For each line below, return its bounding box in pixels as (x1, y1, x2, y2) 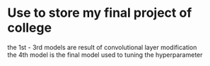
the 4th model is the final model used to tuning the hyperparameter (7, 51, 203, 59)
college (7, 20, 52, 36)
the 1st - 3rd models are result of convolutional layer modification (7, 43, 197, 51)
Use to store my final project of (7, 5, 192, 21)
